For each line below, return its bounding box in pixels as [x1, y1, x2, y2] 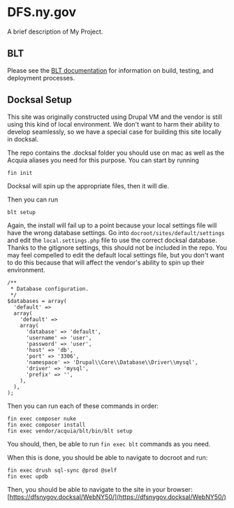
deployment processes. [7, 73, 75, 82]
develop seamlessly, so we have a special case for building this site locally [7, 127, 222, 136]
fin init [7, 169, 33, 176]
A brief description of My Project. [7, 27, 103, 36]
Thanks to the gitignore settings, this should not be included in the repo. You [7, 243, 227, 252]
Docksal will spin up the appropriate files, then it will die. [7, 181, 170, 190]
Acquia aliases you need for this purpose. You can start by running [7, 155, 199, 164]
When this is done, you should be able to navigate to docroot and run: [7, 453, 208, 462]
